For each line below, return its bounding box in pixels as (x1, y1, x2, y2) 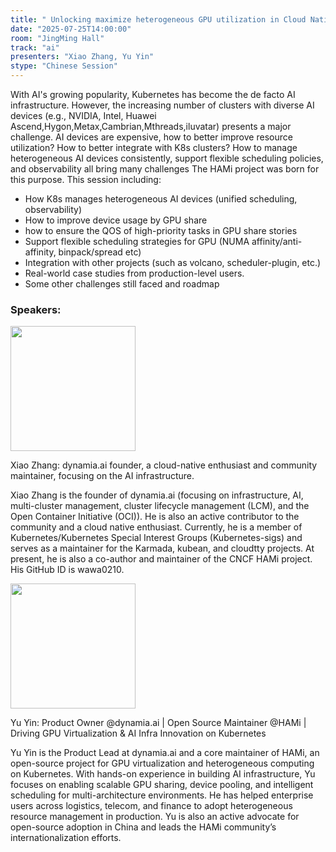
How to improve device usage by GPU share (24, 214, 208, 226)
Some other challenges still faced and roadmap (24, 278, 220, 290)
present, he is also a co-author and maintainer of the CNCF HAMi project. (10, 553, 313, 565)
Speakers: (10, 302, 62, 316)
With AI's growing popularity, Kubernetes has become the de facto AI (10, 89, 296, 100)
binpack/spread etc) (58, 246, 142, 258)
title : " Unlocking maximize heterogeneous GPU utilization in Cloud (10, 14, 307, 25)
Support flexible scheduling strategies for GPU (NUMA (24, 236, 250, 247)
